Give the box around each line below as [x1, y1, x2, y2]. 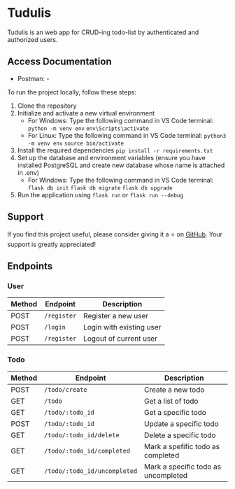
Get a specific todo [144, 407, 206, 417]
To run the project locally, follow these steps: [7, 87, 136, 96]
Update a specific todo [144, 418, 219, 428]
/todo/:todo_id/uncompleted [44, 467, 138, 475]
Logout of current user [83, 334, 157, 343]
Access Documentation [7, 56, 112, 68]
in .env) [17, 168, 40, 176]
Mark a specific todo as [144, 462, 222, 472]
